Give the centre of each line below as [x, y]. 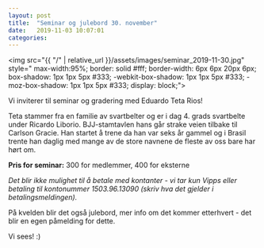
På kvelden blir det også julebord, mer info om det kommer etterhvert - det [130, 213]
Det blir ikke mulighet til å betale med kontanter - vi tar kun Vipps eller [123, 181]
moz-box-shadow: [38, 86]
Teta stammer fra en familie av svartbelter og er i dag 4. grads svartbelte [127, 116]
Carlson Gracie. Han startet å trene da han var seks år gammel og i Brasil [127, 133]
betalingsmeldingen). [43, 197]
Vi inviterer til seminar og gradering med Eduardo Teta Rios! [106, 101]
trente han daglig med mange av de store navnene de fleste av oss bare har [132, 141]
